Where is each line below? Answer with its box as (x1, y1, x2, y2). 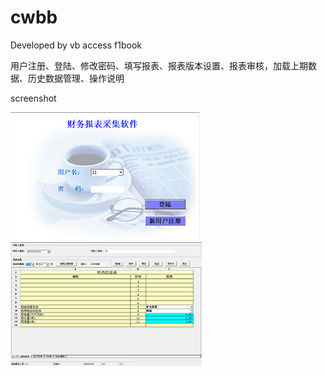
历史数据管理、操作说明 (27, 72, 125, 84)
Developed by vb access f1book (10, 39, 142, 51)
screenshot (10, 92, 57, 104)
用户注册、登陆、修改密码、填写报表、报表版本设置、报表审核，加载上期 (10, 59, 308, 71)
